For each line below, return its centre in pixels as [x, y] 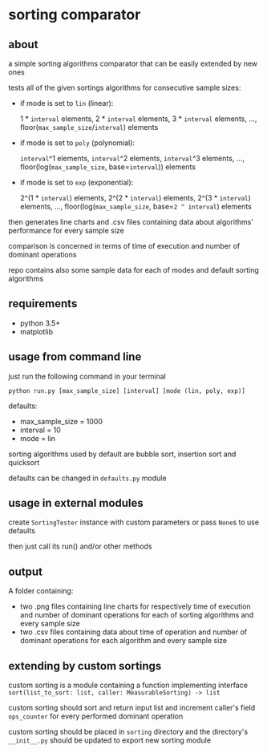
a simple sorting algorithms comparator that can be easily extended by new [133, 63]
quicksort [24, 462]
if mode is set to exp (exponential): [77, 182]
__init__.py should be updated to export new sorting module [109, 740]
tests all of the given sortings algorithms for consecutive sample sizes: [125, 87]
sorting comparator [75, 15]
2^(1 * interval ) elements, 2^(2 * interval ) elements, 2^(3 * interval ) [135, 198]
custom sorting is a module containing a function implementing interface [128, 685]
